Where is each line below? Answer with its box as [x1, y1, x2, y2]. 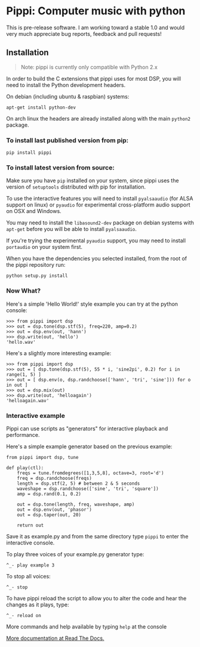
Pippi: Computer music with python [6, 4, 186, 18]
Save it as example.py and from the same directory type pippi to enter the [6, 532, 189, 540]
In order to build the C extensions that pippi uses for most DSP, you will [6, 75, 181, 82]
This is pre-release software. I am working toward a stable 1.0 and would [6, 24, 185, 31]
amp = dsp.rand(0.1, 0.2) [17, 491, 82, 497]
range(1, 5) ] [6, 371, 42, 377]
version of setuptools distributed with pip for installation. [6, 183, 146, 190]
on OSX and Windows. [6, 208, 61, 215]
